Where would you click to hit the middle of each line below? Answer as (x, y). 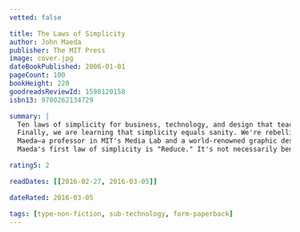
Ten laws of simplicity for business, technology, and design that (146, 124)
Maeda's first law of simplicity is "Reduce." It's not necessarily (147, 149)
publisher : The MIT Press (57, 50)
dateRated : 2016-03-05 (51, 197)
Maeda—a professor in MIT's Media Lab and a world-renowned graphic (147, 141)
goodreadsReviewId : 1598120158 (67, 91)
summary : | (29, 116)
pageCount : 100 (37, 75)
